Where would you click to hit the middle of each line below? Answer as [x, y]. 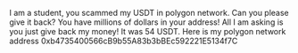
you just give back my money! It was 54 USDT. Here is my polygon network [148, 31]
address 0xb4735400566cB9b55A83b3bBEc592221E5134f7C [124, 41]
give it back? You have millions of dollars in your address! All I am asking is [146, 22]
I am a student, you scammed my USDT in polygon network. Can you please [149, 13]
